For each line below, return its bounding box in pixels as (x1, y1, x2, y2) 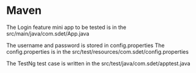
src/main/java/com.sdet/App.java (6, 30, 89, 37)
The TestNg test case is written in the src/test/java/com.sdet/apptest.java (6, 60, 191, 67)
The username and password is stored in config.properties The (6, 42, 165, 49)
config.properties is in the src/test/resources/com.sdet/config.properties (6, 48, 189, 55)
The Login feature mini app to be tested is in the (6, 24, 127, 31)
